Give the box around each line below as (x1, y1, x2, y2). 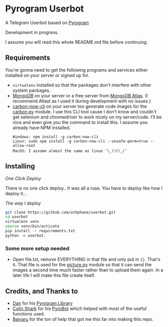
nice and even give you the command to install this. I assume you (12, 119, 148, 125)
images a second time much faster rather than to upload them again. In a (12, 267, 163, 273)
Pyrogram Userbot (5, 3, 84, 15)
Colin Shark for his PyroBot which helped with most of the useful (12, 305, 147, 311)
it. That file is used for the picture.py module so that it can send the (12, 262, 152, 268)
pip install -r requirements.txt (5, 229, 75, 234)
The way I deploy (5, 200, 41, 206)
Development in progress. (5, 29, 59, 35)
